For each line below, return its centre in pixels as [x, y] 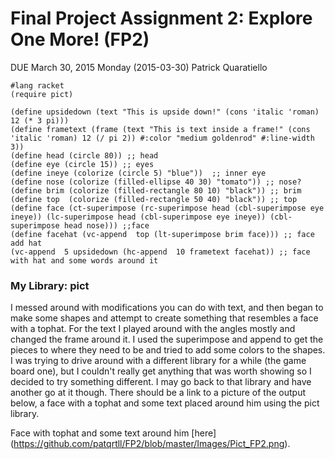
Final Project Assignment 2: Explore [161, 18]
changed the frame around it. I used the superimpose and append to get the [167, 339]
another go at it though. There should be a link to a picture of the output [158, 393]
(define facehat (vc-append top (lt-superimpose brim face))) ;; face [162, 234]
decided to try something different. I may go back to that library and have [161, 382]
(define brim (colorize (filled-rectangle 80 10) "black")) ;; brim [156, 190]
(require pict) [42, 94]
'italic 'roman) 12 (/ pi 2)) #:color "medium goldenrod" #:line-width [162, 138]
